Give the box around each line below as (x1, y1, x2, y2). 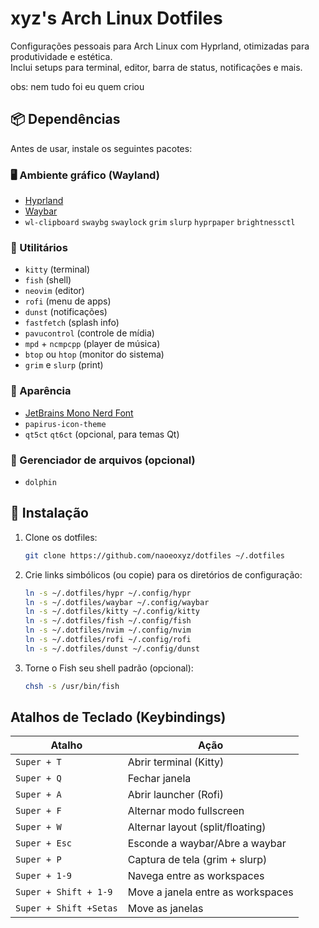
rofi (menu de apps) (24, 295, 112, 307)
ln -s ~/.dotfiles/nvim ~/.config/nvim (24, 625, 192, 636)
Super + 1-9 (15, 870, 73, 882)
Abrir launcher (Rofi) (127, 788, 224, 802)
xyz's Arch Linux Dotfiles (10, 7, 223, 30)
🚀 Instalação (10, 505, 89, 522)
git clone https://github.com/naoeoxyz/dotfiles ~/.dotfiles (24, 550, 286, 561)
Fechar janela (127, 772, 192, 786)
